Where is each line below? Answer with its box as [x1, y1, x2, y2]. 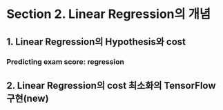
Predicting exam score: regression [6, 56, 125, 66]
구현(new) [6, 92, 49, 104]
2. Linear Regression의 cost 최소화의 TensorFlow [6, 80, 216, 91]
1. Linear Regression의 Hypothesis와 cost [6, 36, 186, 47]
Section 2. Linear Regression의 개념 [6, 6, 211, 22]
